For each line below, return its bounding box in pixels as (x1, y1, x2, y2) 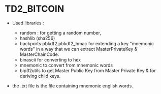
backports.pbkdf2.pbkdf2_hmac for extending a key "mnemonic (19, 40, 154, 46)
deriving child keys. (19, 73, 61, 79)
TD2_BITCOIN (5, 3, 65, 15)
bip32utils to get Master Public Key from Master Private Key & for (19, 67, 156, 74)
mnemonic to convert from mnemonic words (19, 62, 113, 68)
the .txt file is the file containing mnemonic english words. (12, 82, 133, 89)
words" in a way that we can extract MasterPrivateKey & (19, 46, 138, 52)
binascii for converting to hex (19, 56, 81, 62)
